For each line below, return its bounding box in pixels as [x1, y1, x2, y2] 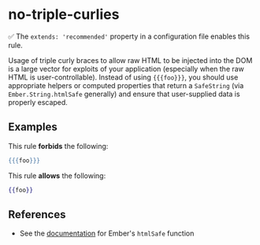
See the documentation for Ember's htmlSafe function [19, 228, 195, 238]
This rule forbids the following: [8, 141, 109, 150]
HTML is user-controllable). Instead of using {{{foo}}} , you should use [8, 72, 239, 82]
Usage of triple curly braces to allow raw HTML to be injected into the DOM [8, 55, 253, 65]
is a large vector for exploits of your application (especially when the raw [8, 64, 244, 73]
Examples [8, 121, 58, 134]
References [8, 207, 66, 221]
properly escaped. [8, 97, 69, 107]
